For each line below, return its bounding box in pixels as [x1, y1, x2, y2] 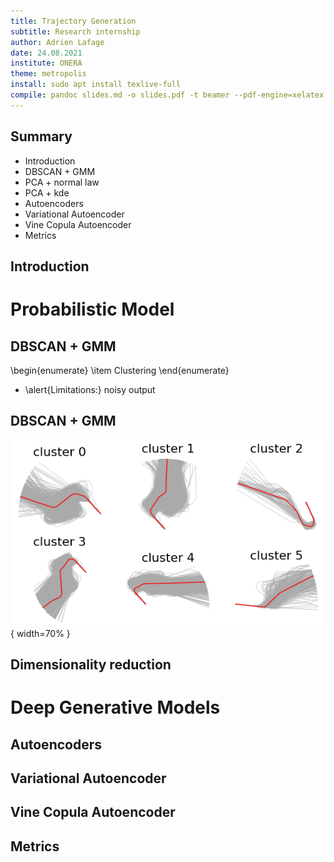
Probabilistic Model [10, 298, 175, 321]
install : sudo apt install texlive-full [10, 80, 182, 90]
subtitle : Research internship [10, 26, 141, 37]
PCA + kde [24, 186, 70, 199]
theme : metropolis [10, 69, 87, 79]
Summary [10, 128, 73, 145]
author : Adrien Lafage [10, 37, 105, 47]
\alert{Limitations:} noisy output [24, 383, 156, 395]
